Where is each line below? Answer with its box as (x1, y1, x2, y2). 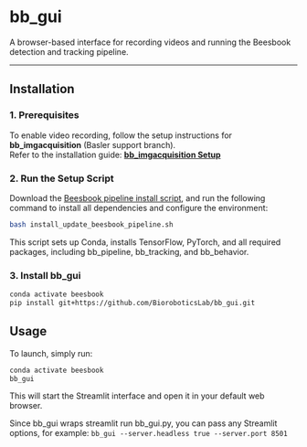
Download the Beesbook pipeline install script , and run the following (9, 192, 266, 203)
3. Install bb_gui (9, 269, 81, 282)
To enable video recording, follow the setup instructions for (9, 130, 233, 141)
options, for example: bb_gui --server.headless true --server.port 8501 (9, 428, 288, 439)
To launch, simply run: (9, 347, 93, 358)
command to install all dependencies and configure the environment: (9, 202, 269, 213)
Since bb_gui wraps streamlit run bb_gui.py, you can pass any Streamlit (9, 418, 278, 429)
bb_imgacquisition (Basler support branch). (9, 139, 176, 150)
